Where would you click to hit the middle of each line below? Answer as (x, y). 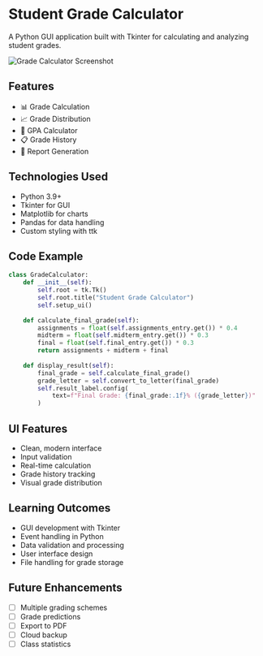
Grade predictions (50, 616)
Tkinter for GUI (45, 205)
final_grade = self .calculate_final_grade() (114, 373)
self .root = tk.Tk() (72, 290)
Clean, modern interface (61, 448)
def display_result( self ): (69, 365)
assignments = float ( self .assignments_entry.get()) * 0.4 (138, 328)
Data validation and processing (72, 545)
